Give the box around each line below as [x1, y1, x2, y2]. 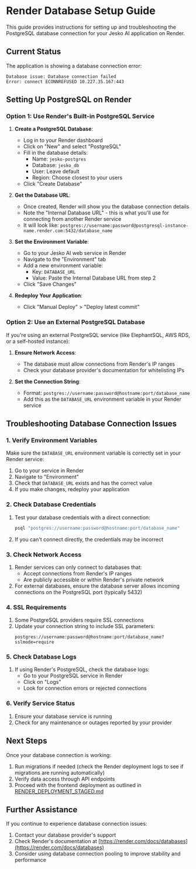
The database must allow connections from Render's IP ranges [23, 360, 176, 367]
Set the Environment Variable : [14, 238, 89, 246]
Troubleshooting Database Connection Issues [6, 419, 177, 429]
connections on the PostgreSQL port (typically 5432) [14, 588, 142, 595]
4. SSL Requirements [6, 603, 67, 611]
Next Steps [6, 736, 47, 746]
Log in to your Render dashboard [23, 137, 104, 144]
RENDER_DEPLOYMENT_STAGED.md [14, 788, 104, 795]
